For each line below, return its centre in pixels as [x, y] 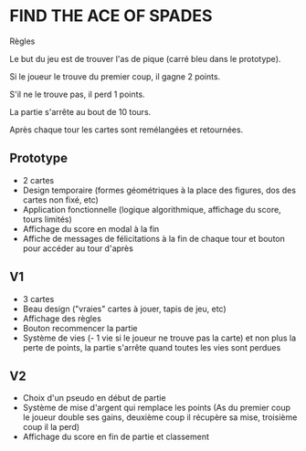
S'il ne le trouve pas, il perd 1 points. [77, 94]
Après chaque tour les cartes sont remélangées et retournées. [127, 130]
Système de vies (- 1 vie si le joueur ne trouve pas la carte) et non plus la [159, 338]
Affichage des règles [62, 318]
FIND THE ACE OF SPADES [111, 16]
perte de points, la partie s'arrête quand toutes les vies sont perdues [152, 347]
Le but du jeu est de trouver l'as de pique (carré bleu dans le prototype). [145, 58]
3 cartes [38, 299]
